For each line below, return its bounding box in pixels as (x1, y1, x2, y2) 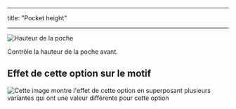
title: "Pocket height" (7, 14, 67, 22)
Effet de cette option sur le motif (7, 68, 152, 80)
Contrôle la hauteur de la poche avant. (7, 48, 118, 56)
